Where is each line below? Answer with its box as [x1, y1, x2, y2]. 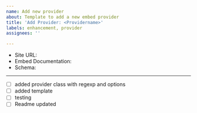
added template [14, 87, 53, 94]
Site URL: [14, 52, 38, 59]
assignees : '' [6, 30, 41, 36]
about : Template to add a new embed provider [6, 14, 119, 20]
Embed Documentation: [14, 58, 72, 65]
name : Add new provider [6, 8, 64, 15]
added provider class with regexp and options [14, 81, 126, 88]
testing [14, 94, 32, 101]
